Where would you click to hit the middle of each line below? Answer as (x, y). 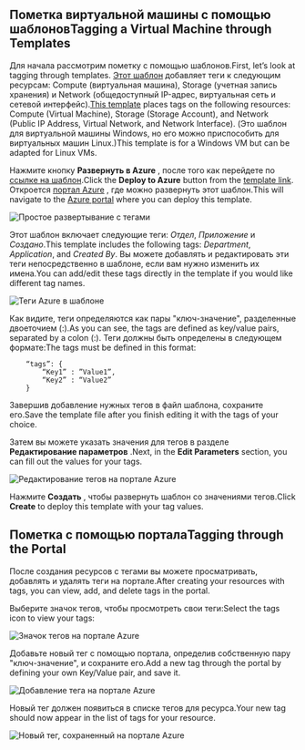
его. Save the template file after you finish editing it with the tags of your (144, 415)
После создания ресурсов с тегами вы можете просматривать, (133, 571)
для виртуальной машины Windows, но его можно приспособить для (144, 133)
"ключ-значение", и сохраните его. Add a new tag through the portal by (146, 663)
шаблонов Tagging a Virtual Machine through (141, 30)
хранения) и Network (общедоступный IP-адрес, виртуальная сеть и (142, 94)
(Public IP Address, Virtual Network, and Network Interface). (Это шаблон (148, 123)
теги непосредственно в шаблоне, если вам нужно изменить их (134, 263)
